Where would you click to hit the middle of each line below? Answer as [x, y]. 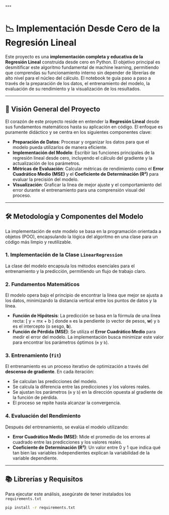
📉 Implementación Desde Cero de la [82, 28]
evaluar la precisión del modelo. [46, 179]
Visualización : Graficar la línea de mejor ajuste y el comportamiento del [87, 185]
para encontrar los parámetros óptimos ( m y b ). [61, 342]
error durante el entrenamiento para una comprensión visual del [78, 190]
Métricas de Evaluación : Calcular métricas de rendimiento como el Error [88, 169]
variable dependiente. [35, 458]
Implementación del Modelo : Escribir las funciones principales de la [83, 153]
